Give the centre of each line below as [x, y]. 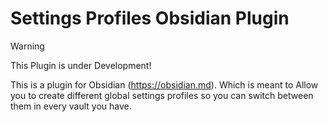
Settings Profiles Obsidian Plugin [150, 18]
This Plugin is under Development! [81, 65]
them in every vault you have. [71, 106]
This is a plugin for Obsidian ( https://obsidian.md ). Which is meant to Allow [164, 84]
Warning [27, 46]
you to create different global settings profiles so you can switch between [162, 95]
